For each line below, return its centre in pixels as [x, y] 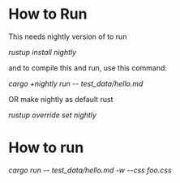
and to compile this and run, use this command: [88, 68]
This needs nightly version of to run [68, 36]
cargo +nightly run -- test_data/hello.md [76, 83]
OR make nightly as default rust [61, 99]
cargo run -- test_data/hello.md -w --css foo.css [90, 170]
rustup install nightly [43, 52]
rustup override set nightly [53, 115]
